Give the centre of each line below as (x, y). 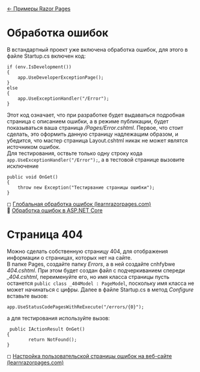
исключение (23, 166)
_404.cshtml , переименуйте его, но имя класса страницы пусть (88, 276)
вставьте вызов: (28, 296)
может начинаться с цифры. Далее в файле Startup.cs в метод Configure (100, 289)
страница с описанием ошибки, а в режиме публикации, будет (88, 121)
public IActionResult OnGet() (47, 329)
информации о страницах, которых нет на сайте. (70, 257)
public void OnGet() (33, 177)
